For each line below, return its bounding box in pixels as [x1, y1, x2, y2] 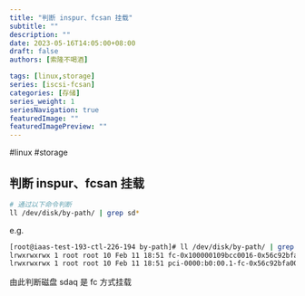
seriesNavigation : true [9, 105, 100, 114]
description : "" [9, 30, 71, 39]
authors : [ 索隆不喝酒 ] [9, 55, 89, 64]
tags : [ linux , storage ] [9, 72, 95, 81]
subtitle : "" [9, 22, 59, 31]
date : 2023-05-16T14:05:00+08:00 [9, 38, 136, 48]
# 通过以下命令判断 [9, 200, 73, 209]
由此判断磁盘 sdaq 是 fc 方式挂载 [9, 277, 132, 288]
